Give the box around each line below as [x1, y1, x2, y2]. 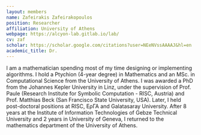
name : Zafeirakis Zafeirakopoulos [6, 14, 93, 20]
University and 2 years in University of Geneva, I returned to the [6, 115, 164, 122]
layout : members [6, 8, 47, 15]
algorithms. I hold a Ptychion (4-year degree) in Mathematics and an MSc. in [6, 70, 195, 78]
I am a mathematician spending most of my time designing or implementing [6, 64, 193, 71]
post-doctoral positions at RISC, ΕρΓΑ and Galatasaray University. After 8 [6, 103, 187, 110]
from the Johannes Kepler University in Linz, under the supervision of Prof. [6, 83, 191, 91]
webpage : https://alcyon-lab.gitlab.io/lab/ [6, 31, 119, 37]
